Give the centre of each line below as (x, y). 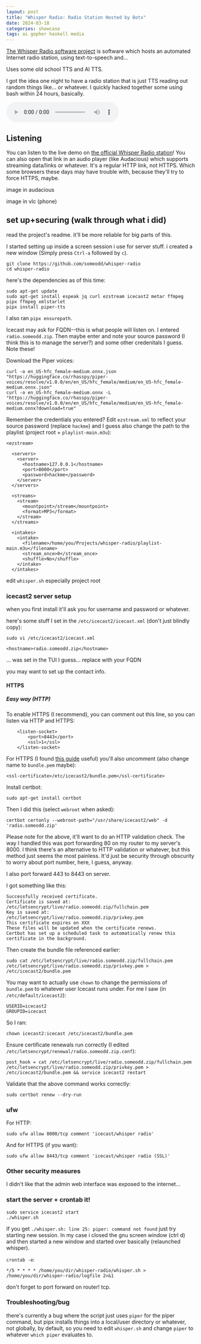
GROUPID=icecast (26, 1011)
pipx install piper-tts (36, 307)
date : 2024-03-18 (28, 23)
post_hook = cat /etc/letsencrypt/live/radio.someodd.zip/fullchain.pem (99, 1062)
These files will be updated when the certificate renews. (82, 928)
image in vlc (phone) (31, 201)
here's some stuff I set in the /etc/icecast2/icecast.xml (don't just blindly (98, 621)
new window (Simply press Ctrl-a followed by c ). (67, 252)
